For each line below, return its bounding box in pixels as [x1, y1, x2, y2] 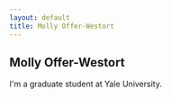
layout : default [9, 13, 70, 22]
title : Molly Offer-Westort [9, 22, 115, 31]
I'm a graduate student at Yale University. [9, 78, 162, 90]
